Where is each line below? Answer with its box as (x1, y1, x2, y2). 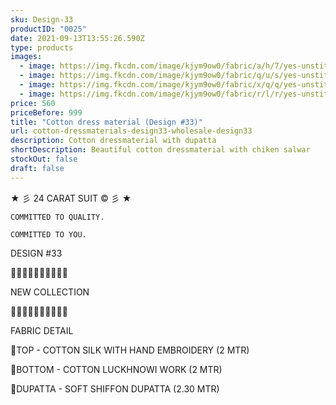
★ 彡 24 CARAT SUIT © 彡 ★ (10, 192, 132, 204)
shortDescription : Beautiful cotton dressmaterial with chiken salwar (10, 145, 311, 155)
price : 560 (10, 98, 56, 108)
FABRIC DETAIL (10, 324, 74, 336)
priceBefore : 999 (10, 107, 83, 118)
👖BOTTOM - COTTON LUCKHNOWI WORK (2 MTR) (10, 363, 223, 375)
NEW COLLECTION (10, 286, 90, 298)
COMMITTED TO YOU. (10, 229, 87, 240)
